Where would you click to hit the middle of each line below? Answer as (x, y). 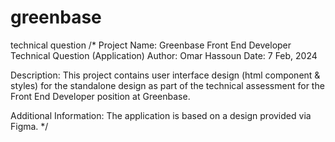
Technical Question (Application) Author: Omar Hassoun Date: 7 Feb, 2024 (164, 55)
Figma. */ (29, 126)
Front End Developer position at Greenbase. (100, 96)
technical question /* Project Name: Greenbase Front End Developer (151, 45)
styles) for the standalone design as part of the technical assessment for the (167, 85)
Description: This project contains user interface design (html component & (165, 75)
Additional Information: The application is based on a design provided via (161, 115)
